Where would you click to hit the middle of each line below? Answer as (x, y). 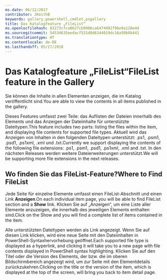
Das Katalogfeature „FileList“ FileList (82, 71)
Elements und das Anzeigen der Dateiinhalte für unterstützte (67, 121)
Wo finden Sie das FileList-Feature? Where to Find (84, 174)
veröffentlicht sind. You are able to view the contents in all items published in (83, 101)
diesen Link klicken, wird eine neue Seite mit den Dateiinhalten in (72, 235)
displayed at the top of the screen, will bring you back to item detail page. (81, 273)
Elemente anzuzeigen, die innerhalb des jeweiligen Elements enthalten (78, 210)
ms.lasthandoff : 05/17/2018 (34, 47)
